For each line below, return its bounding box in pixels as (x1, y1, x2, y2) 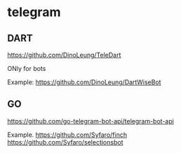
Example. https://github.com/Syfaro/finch (7, 131, 128, 139)
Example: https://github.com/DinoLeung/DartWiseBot (7, 78, 161, 86)
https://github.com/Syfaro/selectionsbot (7, 138, 123, 146)
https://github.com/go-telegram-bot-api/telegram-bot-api (7, 117, 174, 125)
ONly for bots (7, 65, 46, 72)
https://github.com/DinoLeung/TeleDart (7, 51, 121, 59)
